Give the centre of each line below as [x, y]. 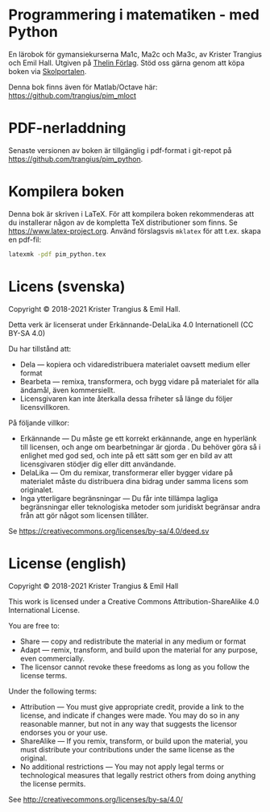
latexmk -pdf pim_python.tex [57, 254]
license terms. [44, 675]
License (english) [68, 563]
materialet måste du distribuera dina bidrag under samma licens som [134, 481]
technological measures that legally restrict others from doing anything [138, 775]
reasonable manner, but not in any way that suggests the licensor [129, 723]
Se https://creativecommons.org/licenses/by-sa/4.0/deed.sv [109, 531]
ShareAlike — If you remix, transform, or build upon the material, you [134, 741]
